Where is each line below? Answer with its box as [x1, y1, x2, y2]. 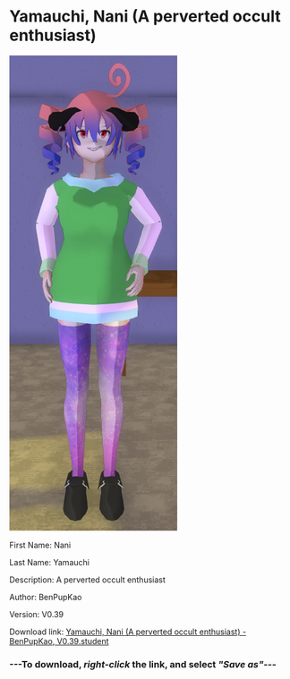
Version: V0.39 [9, 608, 64, 619]
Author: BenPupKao [9, 591, 82, 602]
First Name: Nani [9, 539, 72, 550]
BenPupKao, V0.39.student [9, 635, 109, 646]
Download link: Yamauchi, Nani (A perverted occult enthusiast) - [9, 626, 247, 637]
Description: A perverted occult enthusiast [9, 574, 166, 585]
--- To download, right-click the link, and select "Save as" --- [9, 658, 277, 670]
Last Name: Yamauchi [9, 556, 90, 567]
